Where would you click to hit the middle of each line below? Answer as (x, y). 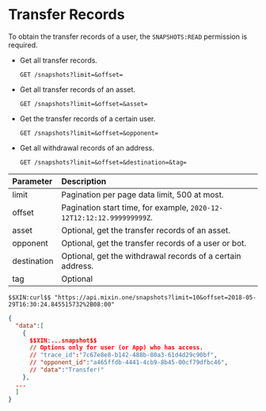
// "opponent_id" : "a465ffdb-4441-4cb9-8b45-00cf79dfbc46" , (128, 363)
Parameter (32, 181)
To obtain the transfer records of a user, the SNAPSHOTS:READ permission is (128, 36)
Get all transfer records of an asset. (78, 89)
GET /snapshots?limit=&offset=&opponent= (89, 133)
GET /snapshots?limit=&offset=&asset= (84, 104)
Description (84, 181)
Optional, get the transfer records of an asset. (146, 230)
